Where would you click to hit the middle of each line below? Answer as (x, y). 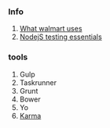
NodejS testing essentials (60, 37)
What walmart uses (51, 29)
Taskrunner (38, 82)
